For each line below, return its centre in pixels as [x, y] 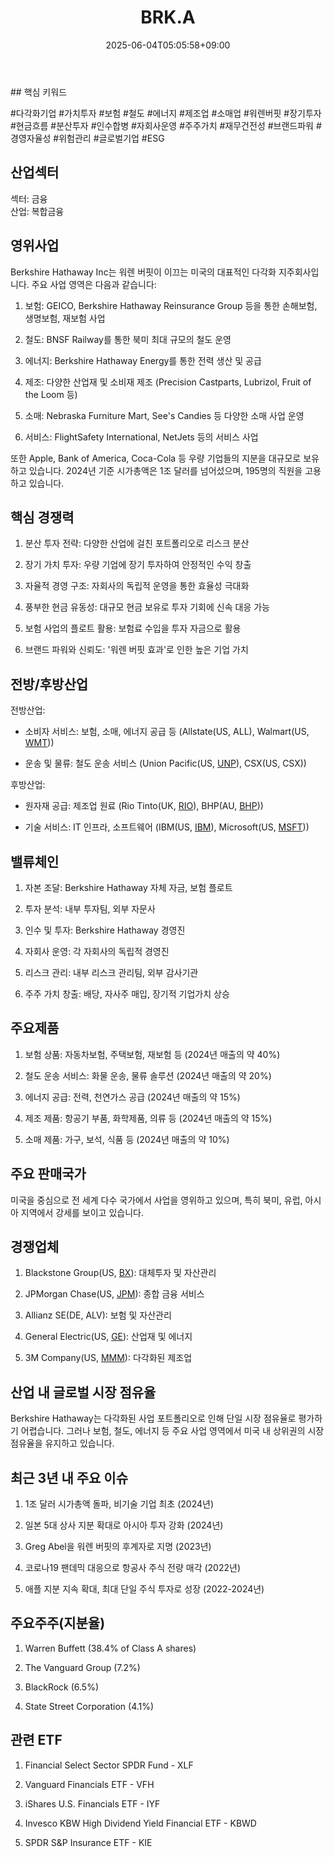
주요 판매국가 [48, 1174]
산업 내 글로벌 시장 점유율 [83, 1392]
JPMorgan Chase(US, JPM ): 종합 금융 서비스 [114, 1294]
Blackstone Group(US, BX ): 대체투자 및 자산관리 [120, 1273]
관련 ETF [36, 1740]
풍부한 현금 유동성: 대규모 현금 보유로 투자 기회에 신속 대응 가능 [147, 607]
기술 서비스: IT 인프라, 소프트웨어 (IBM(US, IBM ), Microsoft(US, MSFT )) [167, 827]
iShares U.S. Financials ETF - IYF [92, 1803]
